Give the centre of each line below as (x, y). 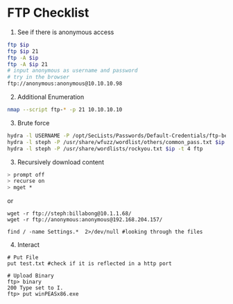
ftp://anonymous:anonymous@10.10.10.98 (65, 84)
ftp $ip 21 (23, 51)
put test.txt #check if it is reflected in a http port (89, 264)
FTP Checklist (48, 13)
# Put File (23, 258)
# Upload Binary (31, 276)
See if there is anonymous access (66, 32)
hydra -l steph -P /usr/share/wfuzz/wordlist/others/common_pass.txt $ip (116, 142)
